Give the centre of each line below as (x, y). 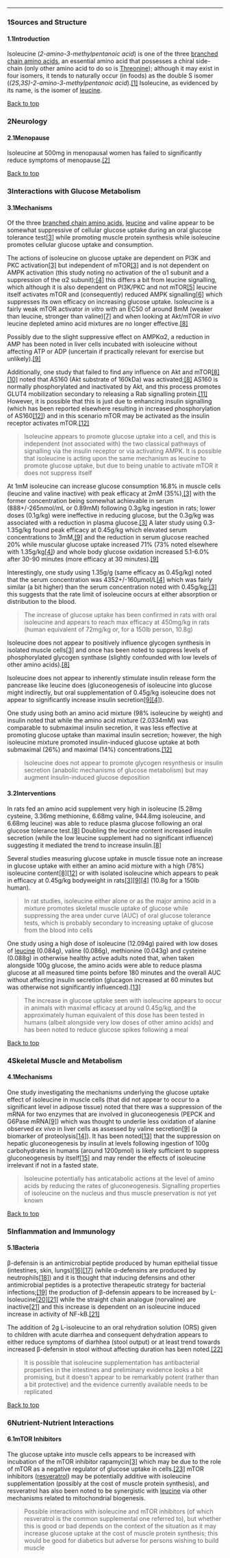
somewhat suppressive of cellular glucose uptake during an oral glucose (110, 230)
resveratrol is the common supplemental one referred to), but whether (123, 1518)
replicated (38, 1391)
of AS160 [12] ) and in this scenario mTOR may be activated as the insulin (108, 416)
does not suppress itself (58, 473)
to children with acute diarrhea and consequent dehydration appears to (108, 1334)
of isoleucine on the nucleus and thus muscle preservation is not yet (120, 1193)
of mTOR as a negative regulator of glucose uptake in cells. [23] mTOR (105, 1469)
